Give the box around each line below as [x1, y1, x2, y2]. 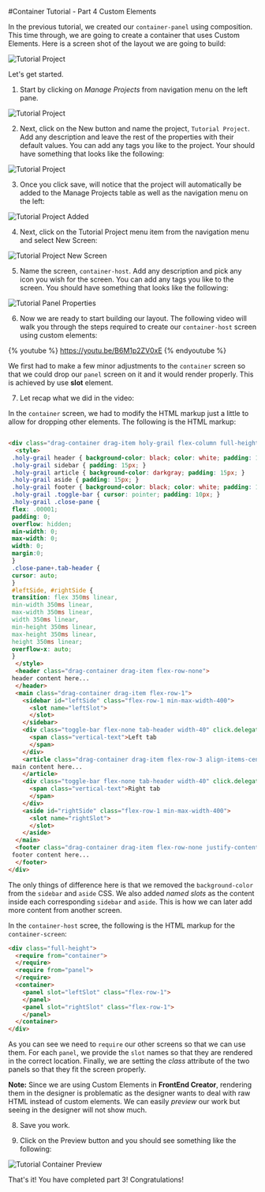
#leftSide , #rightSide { [11, 586, 93, 594]
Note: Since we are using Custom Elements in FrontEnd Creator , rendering [8, 1080, 252, 1090]
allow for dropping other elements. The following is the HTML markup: [8, 417, 237, 426]
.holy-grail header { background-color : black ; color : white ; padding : [11, 454, 252, 462]
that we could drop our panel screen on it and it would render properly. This [8, 369, 254, 379]
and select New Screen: [19, 236, 98, 244]
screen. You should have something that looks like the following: [19, 283, 229, 292]
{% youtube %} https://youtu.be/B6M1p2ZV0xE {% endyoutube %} [8, 346, 227, 355]
